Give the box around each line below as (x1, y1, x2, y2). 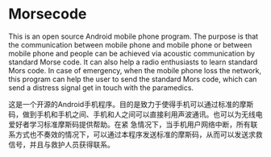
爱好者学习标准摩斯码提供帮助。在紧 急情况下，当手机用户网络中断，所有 (8, 119, 251, 129)
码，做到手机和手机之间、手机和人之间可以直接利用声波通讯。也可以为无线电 (8, 109, 263, 119)
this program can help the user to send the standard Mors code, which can (8, 74, 257, 84)
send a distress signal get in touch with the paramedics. (8, 82, 194, 93)
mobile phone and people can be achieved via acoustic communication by (8, 48, 256, 58)
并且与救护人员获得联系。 (29, 139, 115, 149)
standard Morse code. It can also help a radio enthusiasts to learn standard (8, 57, 258, 67)
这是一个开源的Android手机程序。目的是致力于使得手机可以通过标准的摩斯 (8, 99, 254, 109)
